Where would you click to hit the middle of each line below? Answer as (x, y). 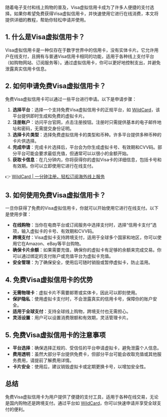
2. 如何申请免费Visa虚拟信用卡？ (55, 86)
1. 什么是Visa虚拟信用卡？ (45, 37)
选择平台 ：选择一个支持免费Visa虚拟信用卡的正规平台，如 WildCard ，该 (86, 109)
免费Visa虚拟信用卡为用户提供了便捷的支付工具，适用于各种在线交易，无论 (82, 397)
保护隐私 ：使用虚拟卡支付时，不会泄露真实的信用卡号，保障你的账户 (82, 299)
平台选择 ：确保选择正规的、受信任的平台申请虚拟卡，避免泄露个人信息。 (87, 348)
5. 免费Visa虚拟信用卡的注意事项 (55, 335)
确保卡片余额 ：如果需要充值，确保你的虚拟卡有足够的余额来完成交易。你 (87, 250)
